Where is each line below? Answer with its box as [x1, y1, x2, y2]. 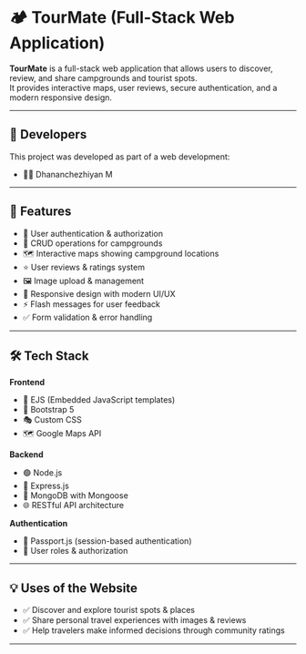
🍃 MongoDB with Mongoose [22, 490, 129, 501]
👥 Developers [9, 127, 87, 142]
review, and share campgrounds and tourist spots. [9, 72, 198, 83]
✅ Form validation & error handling [22, 312, 153, 322]
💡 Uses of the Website [9, 580, 138, 596]
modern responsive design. [9, 92, 112, 103]
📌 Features [9, 204, 72, 220]
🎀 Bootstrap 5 [22, 404, 75, 415]
